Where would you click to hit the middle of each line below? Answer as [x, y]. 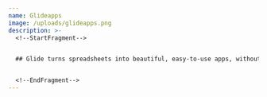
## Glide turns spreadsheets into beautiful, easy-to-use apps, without [138, 59]
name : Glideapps [35, 16]
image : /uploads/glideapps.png [60, 23]
